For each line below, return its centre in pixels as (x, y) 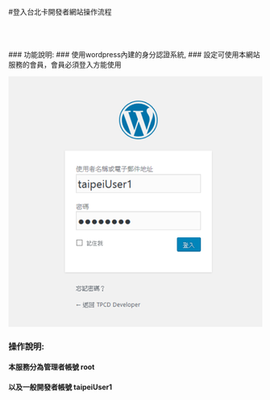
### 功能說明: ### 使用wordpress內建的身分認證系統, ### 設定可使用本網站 (134, 54)
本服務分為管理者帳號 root (52, 367)
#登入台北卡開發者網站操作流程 (60, 12)
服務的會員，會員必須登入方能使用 (65, 64)
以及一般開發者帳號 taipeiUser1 (60, 387)
